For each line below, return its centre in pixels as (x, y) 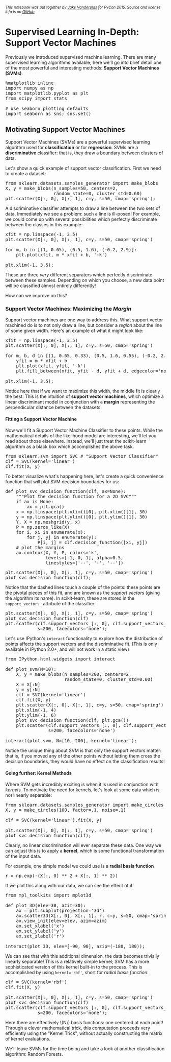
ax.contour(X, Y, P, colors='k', (58, 553)
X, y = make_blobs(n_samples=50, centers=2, (62, 188)
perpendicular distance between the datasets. (53, 407)
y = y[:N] (28, 690)
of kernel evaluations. (28, 1039)
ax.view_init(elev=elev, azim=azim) (62, 921)
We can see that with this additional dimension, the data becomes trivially (82, 956)
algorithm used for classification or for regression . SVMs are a (72, 147)
